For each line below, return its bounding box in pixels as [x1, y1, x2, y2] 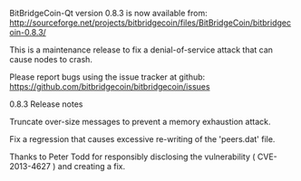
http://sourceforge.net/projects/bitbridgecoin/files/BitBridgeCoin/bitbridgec [9, 17, 292, 28]
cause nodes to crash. [9, 54, 93, 64]
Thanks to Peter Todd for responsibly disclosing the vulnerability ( [9, 151, 256, 162]
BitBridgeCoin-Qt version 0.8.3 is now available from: [9, 8, 209, 18]
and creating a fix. [57, 161, 125, 171]
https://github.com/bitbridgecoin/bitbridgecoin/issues [9, 81, 210, 91]
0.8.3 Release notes [9, 99, 83, 110]
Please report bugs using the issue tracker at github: [9, 71, 206, 82]
